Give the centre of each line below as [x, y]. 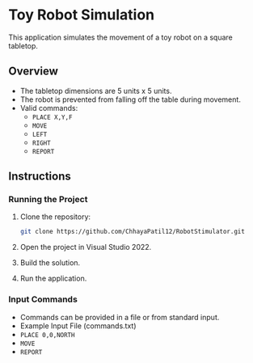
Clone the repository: [55, 217]
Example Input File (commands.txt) [78, 326]
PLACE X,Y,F [52, 117]
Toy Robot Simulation [82, 15]
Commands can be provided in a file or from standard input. [120, 317]
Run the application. [53, 279]
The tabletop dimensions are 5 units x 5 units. [96, 91]
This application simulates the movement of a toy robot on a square [120, 37]
